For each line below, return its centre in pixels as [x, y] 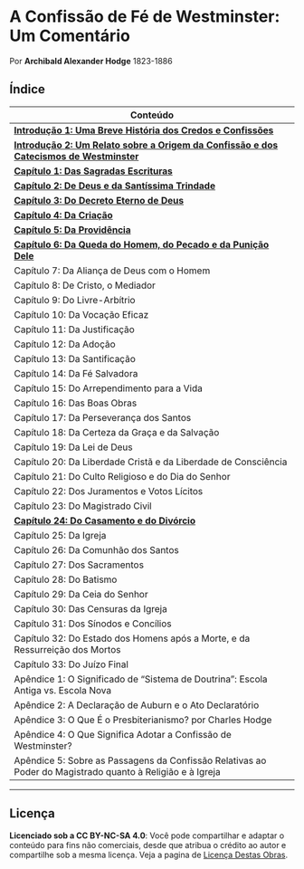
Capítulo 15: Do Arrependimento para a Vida [109, 388]
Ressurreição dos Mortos [67, 649]
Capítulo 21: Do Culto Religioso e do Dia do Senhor [122, 476]
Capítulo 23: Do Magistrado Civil [83, 506]
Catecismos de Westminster [76, 156]
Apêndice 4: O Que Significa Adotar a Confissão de [123, 734]
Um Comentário [70, 36]
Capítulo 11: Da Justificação [75, 329]
